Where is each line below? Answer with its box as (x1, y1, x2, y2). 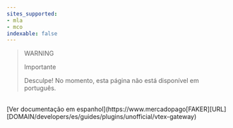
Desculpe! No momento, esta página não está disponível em (23, 77, 199, 85)
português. (23, 84, 56, 92)
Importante (23, 63, 56, 71)
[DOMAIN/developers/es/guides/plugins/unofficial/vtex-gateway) (6, 113, 197, 121)
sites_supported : (6, 10, 58, 18)
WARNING (23, 49, 54, 58)
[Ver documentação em (6, 105, 76, 113)
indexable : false (6, 30, 58, 37)
